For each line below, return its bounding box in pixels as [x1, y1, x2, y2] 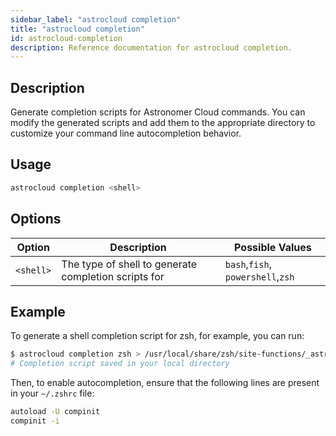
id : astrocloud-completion [10, 33, 123, 43]
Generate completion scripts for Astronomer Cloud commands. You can [10, 106, 306, 118]
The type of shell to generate [61, 257, 198, 271]
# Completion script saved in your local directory [10, 359, 230, 369]
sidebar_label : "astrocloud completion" [10, 14, 182, 25]
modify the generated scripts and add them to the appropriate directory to [10, 117, 316, 129]
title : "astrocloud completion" [10, 24, 145, 34]
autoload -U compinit [10, 407, 101, 417]
